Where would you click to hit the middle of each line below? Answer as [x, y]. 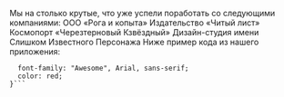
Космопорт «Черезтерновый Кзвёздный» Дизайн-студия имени [134, 32]
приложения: [35, 52]
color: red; [41, 76]
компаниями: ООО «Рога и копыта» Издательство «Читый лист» [135, 23]
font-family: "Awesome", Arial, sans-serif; [103, 68]
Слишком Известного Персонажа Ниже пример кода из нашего [134, 42]
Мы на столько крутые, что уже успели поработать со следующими [142, 13]
